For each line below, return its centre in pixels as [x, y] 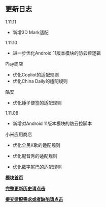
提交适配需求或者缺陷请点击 [34, 199]
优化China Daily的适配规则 [40, 81]
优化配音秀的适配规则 [35, 156]
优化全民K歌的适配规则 [37, 145]
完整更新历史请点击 [25, 188]
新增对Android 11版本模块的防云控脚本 [52, 123]
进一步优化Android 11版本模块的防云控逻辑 [57, 53]
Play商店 [14, 64]
